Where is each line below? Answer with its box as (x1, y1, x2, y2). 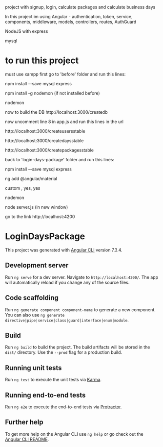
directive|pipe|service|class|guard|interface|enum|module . (5, 317, 129, 323)
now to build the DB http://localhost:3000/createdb (5, 109, 108, 115)
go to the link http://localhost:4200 (5, 213, 75, 220)
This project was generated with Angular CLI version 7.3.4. (5, 247, 123, 253)
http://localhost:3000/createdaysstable (5, 137, 84, 144)
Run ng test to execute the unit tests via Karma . (5, 377, 102, 383)
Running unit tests (5, 364, 62, 372)
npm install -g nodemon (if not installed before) (5, 90, 100, 96)
